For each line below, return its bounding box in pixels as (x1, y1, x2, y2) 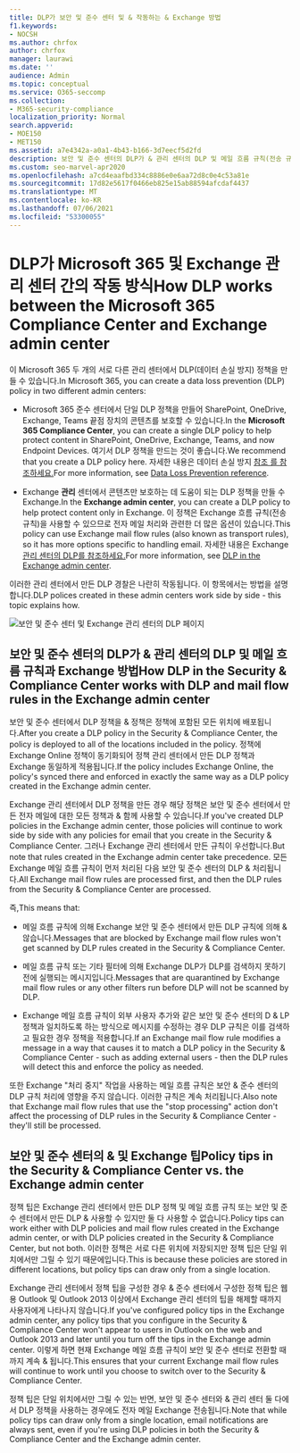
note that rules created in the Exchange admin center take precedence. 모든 (9, 852, 287, 863)
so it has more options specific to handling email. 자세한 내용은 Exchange (21, 539, 289, 549)
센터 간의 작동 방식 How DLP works (27, 276, 273, 296)
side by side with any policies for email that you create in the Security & (9, 830, 272, 840)
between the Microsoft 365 (9, 296, 216, 315)
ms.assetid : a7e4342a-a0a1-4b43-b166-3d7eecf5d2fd (9, 146, 202, 154)
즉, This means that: (9, 903, 80, 914)
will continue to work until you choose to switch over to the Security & (9, 1365, 266, 1376)
